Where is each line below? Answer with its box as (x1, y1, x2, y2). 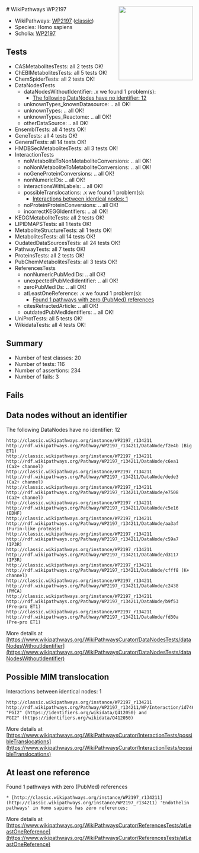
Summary (6, 338, 43, 349)
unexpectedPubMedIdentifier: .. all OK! (23, 277, 118, 284)
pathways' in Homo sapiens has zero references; (6, 805, 129, 811)
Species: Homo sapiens (14, 24, 73, 30)
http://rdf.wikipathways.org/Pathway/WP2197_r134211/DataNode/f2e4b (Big (6, 443, 192, 448)
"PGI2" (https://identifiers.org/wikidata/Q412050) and (6, 709, 147, 715)
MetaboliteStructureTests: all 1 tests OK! (14, 227, 112, 234)
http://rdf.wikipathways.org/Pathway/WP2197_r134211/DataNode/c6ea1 (6, 458, 179, 464)
